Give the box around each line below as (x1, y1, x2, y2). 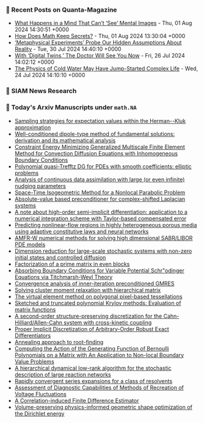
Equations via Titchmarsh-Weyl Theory (14, 273, 113, 280)
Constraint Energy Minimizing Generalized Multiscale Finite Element (14, 143, 186, 151)
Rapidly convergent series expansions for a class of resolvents (14, 377, 173, 384)
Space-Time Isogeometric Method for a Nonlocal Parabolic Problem (14, 189, 186, 196)
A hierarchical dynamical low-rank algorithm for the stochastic (14, 364, 172, 372)
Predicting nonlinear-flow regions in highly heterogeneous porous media (14, 221, 197, 228)
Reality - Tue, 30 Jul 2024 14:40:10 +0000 (14, 45, 122, 53)
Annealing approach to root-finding (14, 338, 104, 345)
